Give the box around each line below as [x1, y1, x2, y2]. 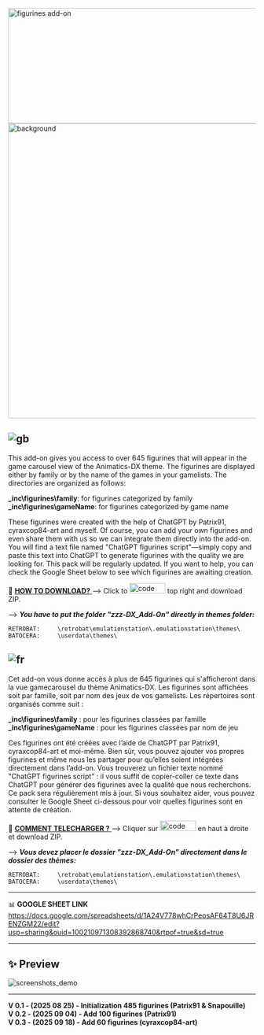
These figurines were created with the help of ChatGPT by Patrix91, [8, 517, 226, 527]
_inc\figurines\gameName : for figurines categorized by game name [8, 501, 229, 511]
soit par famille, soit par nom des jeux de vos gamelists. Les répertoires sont [8, 690, 255, 700]
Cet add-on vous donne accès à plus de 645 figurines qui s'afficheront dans [8, 674, 256, 683]
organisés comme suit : [8, 699, 84, 708]
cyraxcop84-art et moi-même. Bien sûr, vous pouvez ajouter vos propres [8, 746, 245, 756]
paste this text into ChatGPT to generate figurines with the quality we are [8, 550, 244, 560]
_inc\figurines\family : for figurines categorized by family [8, 493, 193, 503]
